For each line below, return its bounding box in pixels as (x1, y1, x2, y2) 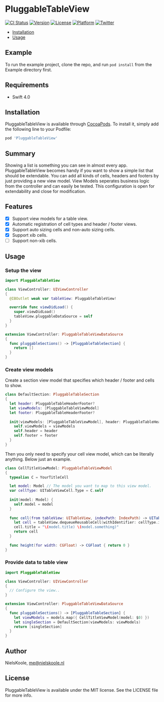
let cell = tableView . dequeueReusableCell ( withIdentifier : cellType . (14, 520, 159, 525)
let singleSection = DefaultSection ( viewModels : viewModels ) (14, 620, 141, 625)
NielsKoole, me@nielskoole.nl (5, 660, 65, 666)
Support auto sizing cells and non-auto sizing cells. (12, 227, 116, 232)
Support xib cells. (12, 232, 48, 238)
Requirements (5, 81, 49, 89)
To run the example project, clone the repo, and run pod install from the (5, 61, 152, 67)
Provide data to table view (5, 559, 68, 566)
